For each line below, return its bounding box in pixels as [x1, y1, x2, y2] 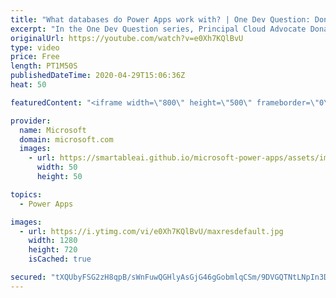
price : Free [10, 52, 60, 62]
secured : [10, 272, 47, 282]
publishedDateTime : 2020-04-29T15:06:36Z [10, 71, 186, 81]
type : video [10, 42, 60, 53]
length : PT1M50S [10, 61, 78, 71]
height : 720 [28, 245, 78, 255]
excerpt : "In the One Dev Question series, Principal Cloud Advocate [10, 24, 307, 34]
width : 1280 [28, 236, 78, 246]
